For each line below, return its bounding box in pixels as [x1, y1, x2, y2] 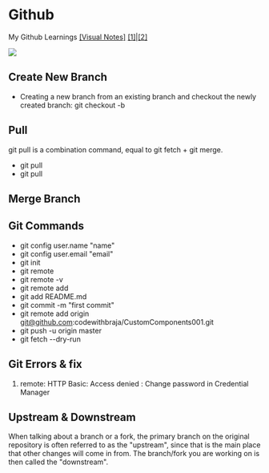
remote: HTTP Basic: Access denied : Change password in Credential [19, 378, 250, 388]
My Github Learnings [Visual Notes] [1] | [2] [8, 32, 148, 42]
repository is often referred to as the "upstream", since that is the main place [8, 440, 261, 450]
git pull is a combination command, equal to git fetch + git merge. [8, 144, 223, 154]
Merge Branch [8, 192, 81, 205]
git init [19, 257, 41, 267]
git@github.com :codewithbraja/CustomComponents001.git [19, 317, 215, 326]
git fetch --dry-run [19, 334, 82, 344]
